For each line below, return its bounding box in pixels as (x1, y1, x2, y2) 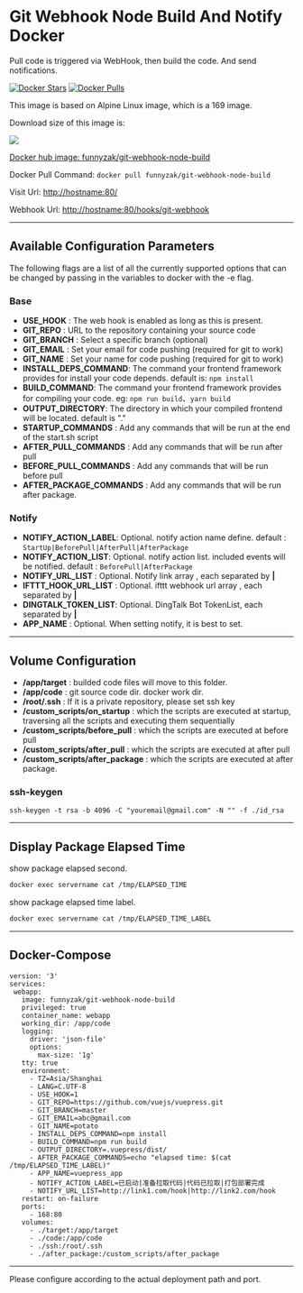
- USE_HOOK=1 (29, 1089, 78, 1099)
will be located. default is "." (22, 413, 126, 424)
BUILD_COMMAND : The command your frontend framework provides (22, 382, 282, 393)
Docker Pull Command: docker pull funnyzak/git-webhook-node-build (9, 169, 271, 179)
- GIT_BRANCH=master (29, 1105, 106, 1114)
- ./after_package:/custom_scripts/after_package (29, 1249, 220, 1259)
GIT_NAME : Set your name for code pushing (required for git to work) (22, 353, 284, 364)
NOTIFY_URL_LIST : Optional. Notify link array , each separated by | (22, 571, 276, 582)
